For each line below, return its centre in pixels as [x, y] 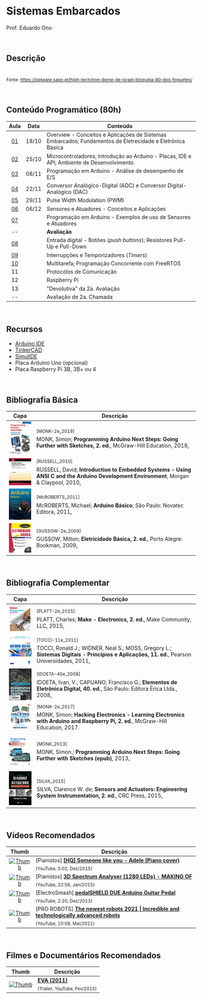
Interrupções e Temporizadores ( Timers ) [97, 255]
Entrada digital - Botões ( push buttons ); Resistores [109, 240]
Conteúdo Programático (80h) [64, 110]
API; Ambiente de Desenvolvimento [90, 162]
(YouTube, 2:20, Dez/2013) [64, 901]
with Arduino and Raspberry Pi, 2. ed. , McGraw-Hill [102, 721]
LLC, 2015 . [50, 626]
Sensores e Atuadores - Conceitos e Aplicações [106, 208]
